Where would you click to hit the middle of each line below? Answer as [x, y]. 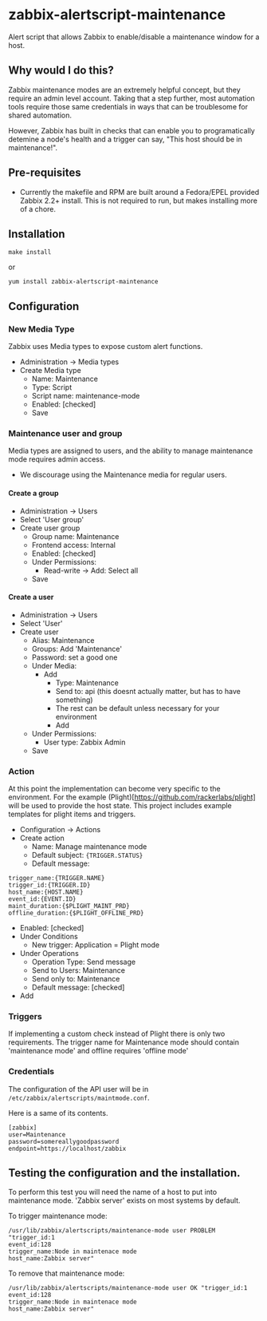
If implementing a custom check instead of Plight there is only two [117, 1034]
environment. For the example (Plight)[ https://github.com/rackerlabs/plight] [132, 797]
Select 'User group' [52, 519]
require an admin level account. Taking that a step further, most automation [132, 98]
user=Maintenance [37, 1135]
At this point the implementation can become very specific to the [114, 789]
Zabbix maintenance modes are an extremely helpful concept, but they [124, 89]
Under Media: [54, 665]
